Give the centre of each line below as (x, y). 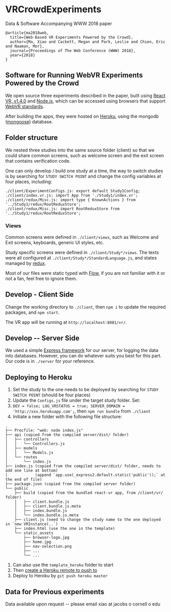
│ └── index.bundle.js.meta (47, 515)
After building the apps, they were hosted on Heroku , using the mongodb (82, 116)
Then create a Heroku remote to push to (55, 570)
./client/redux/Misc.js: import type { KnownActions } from (71, 200)
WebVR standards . (25, 106)
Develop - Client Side (40, 295)
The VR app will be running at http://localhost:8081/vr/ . (66, 322)
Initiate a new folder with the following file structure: (67, 417)
